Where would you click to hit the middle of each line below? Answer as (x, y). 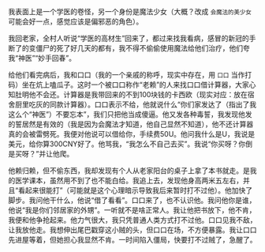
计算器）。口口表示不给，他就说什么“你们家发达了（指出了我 (160, 104)
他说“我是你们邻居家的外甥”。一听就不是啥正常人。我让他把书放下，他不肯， (132, 210)
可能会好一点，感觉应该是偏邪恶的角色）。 (76, 21)
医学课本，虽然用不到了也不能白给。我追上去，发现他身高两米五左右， (129, 181)
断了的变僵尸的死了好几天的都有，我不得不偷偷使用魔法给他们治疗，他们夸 (129, 48)
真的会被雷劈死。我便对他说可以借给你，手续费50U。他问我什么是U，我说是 (131, 134)
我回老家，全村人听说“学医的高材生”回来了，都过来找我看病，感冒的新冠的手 (132, 38)
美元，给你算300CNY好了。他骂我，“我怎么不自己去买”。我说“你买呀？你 (127, 144)
